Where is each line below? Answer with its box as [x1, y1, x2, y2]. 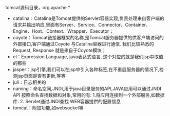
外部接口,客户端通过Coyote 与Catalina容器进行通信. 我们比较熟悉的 [12, 41, 154, 47]
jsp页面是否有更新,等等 [17, 73, 66, 79]
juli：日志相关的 [12, 79, 46, 85]
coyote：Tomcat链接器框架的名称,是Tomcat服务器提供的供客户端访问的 [12, 35, 164, 40]
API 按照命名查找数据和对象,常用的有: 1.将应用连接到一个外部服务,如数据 [12, 92, 165, 98]
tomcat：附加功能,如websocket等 [12, 105, 84, 111]
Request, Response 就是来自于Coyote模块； [12, 48, 106, 53]
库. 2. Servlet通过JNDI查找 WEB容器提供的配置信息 [12, 99, 121, 104]
